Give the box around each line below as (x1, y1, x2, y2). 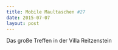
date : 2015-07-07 (6, 15, 50, 21)
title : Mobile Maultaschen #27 (6, 9, 86, 15)
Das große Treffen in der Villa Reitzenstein (6, 37, 112, 45)
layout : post (6, 20, 40, 26)
